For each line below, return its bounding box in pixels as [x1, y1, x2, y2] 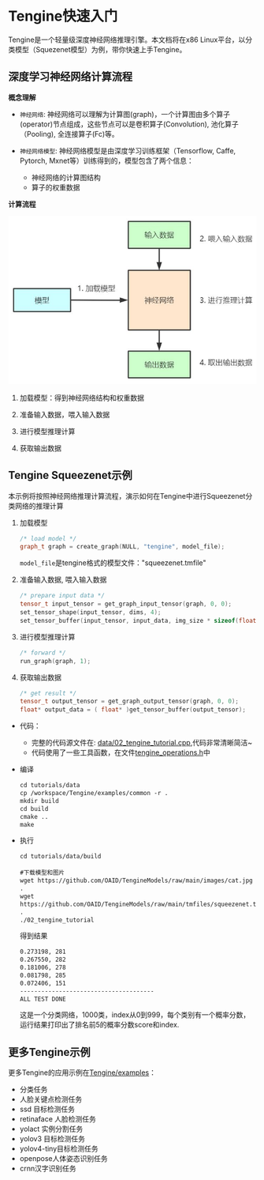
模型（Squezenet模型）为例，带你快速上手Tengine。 [14, 44, 187, 54]
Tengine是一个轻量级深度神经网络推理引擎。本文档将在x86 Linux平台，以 [8, 35, 246, 44]
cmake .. [19, 813, 49, 821]
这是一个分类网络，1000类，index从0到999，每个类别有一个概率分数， [19, 1010, 251, 1020]
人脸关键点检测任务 [19, 1094, 83, 1103]
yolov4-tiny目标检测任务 [19, 1144, 99, 1153]
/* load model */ [19, 534, 77, 542]
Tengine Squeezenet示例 [8, 469, 132, 482]
